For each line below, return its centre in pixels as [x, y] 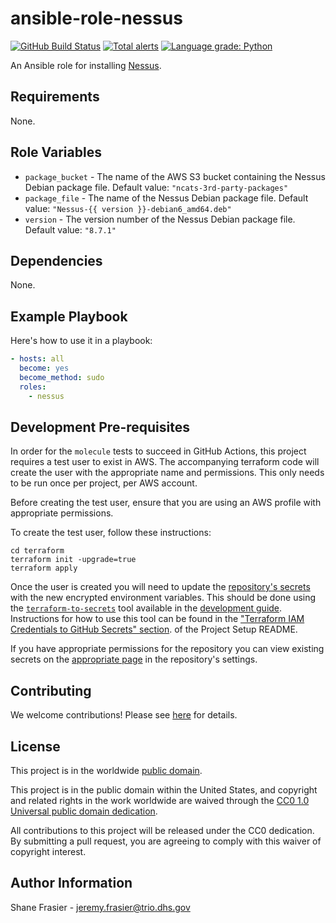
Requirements [55, 97]
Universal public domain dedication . [84, 811]
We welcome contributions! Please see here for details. [124, 715]
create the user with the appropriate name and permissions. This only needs [167, 473]
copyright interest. [48, 851]
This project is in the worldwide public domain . [106, 770]
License [35, 746]
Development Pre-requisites [100, 427]
